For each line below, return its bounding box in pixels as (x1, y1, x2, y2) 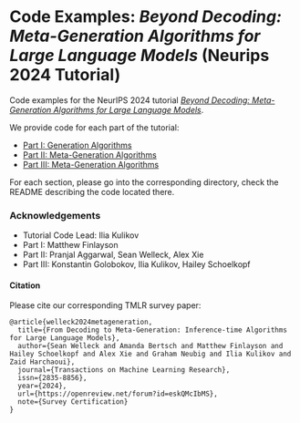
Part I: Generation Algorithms (22, 139, 132, 150)
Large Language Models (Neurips (9, 46, 270, 66)
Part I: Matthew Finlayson (22, 240, 119, 251)
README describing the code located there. (9, 186, 175, 197)
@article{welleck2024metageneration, (9, 317, 153, 327)
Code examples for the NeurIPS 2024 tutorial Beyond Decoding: (9, 94, 251, 106)
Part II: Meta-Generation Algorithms (22, 149, 157, 160)
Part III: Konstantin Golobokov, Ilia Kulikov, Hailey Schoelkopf (22, 259, 251, 270)
